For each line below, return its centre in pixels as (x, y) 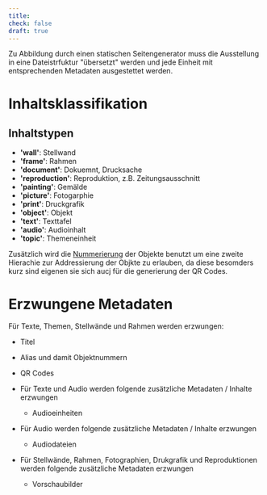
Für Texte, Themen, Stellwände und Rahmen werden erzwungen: (116, 326)
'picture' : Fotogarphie (57, 195)
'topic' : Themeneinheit (58, 238)
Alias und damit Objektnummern (73, 358)
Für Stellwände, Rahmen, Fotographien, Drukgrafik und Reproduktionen (139, 460)
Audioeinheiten (57, 413)
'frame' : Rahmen (48, 162)
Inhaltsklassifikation (78, 104)
